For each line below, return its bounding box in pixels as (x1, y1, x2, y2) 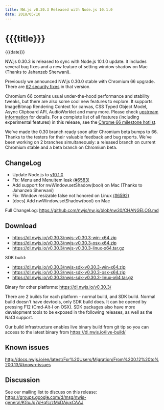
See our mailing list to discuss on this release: (5, 389, 97, 395)
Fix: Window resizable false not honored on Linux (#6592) (12, 192, 130, 199)
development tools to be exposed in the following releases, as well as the (5, 309, 153, 315)
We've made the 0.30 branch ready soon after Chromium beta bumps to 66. (5, 129, 158, 135)
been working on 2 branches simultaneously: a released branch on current (5, 139, 156, 145)
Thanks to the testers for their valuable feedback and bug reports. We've (5, 134, 152, 140)
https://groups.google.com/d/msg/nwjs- (5, 394, 87, 400)
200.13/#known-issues (5, 361, 51, 367)
